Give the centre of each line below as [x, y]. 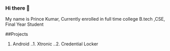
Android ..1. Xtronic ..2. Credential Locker [55, 44]
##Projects [17, 34]
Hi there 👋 [18, 8]
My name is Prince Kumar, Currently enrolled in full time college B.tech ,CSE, [85, 19]
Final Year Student [25, 24]
